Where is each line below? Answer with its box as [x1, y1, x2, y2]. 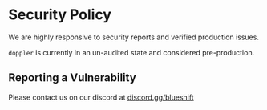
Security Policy [8, 6, 112, 24]
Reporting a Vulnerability [8, 71, 136, 85]
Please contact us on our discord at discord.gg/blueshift [8, 92, 194, 102]
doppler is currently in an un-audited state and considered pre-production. [8, 47, 255, 57]
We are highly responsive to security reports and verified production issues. [8, 32, 259, 42]
